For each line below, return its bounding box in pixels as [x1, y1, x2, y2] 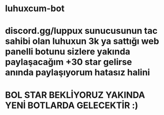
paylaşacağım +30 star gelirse [5, 57, 132, 68]
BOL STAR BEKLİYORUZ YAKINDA [5, 89, 145, 100]
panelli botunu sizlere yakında [5, 46, 131, 57]
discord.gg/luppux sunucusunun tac [5, 25, 158, 37]
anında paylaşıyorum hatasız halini [5, 67, 150, 78]
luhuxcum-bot [5, 3, 65, 14]
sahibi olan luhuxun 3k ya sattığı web [5, 36, 160, 47]
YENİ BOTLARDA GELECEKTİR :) [5, 100, 138, 111]
